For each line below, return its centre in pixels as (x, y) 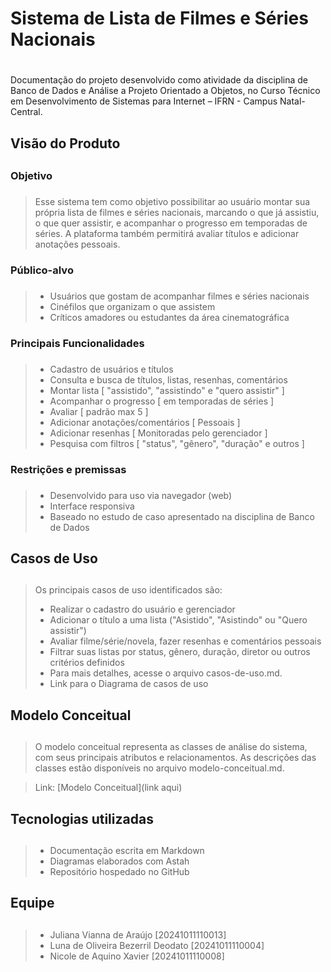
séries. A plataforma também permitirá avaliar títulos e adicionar (167, 234)
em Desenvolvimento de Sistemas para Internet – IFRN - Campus (144, 101)
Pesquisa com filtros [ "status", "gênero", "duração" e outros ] (177, 443)
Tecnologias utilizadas (82, 818)
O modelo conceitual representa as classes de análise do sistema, (171, 747)
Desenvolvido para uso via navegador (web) (141, 495)
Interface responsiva (92, 506)
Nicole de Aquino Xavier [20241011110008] (137, 956)
